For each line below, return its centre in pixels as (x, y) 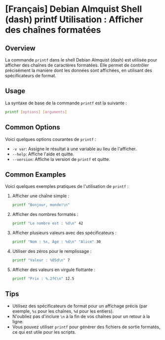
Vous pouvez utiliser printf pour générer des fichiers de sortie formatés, (86, 327)
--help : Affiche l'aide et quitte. (43, 154)
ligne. (18, 321)
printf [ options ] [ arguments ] (36, 112)
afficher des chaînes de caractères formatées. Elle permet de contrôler (77, 65)
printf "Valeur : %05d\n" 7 (41, 260)
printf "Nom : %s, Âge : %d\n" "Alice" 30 (56, 242)
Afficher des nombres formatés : (45, 215)
